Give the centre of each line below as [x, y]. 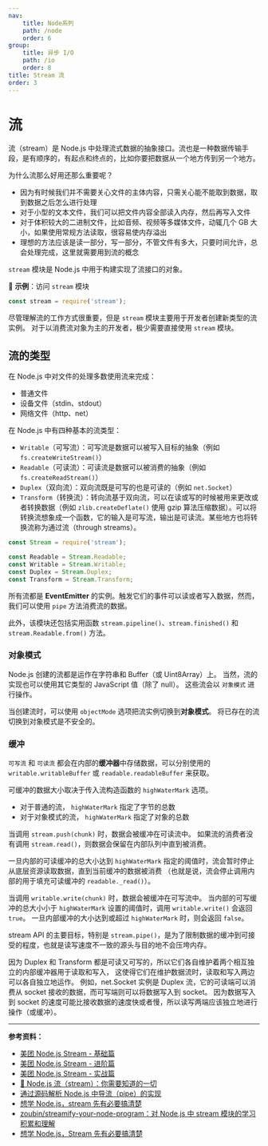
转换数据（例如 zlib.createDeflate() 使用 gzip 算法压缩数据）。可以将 [142, 507]
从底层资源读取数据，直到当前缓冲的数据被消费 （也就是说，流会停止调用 [128, 871]
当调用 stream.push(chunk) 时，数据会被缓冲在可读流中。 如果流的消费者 [127, 834]
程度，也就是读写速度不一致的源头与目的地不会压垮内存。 [116, 945]
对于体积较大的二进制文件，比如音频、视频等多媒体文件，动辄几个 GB [134, 222]
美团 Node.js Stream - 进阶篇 [67, 1064]
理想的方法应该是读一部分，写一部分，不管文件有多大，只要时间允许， [135, 242]
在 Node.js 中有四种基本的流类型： [65, 431]
